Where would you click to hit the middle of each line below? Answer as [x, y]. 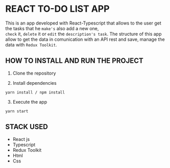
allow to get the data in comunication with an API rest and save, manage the [85, 39]
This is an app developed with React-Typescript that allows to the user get [83, 23]
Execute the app [30, 102]
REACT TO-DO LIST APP [57, 9]
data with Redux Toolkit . [31, 44]
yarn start [17, 111]
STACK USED [27, 127]
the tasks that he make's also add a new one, [52, 28]
